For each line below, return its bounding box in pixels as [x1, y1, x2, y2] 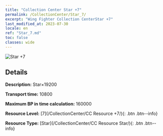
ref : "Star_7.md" [5, 30, 42, 35]
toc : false [5, 35, 28, 40]
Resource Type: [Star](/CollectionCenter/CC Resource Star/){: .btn [5, 120, 143, 126]
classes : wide [5, 40, 35, 45]
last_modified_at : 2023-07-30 [5, 21, 69, 26]
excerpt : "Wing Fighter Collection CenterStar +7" [5, 16, 113, 21]
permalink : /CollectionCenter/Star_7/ [5, 12, 86, 17]
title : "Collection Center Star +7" [5, 7, 82, 12]
